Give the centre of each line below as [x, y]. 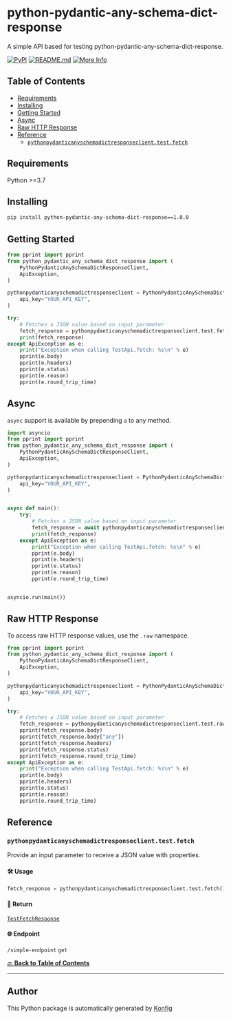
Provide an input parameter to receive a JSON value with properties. [104, 855]
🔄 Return [20, 904]
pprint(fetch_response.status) [64, 749]
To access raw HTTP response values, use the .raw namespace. [98, 635]
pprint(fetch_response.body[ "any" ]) [72, 737]
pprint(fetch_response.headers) [66, 743]
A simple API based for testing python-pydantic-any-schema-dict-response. [115, 46]
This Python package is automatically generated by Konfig [90, 1008]
